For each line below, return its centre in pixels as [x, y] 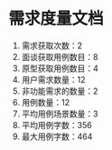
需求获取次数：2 [52, 45]
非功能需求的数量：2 [60, 91]
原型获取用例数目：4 [60, 68]
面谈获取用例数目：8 [60, 56]
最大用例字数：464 [57, 136]
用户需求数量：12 [54, 79]
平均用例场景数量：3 [60, 114]
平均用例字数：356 [56, 125]
